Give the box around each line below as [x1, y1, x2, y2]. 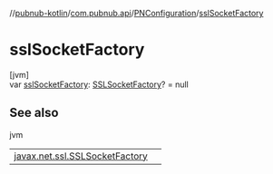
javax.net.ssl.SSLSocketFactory [14, 150, 148, 162]
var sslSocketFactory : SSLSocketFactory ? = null [9, 79, 189, 90]
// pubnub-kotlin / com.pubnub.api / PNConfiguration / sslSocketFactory [9, 8, 264, 18]
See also [9, 105, 59, 121]
